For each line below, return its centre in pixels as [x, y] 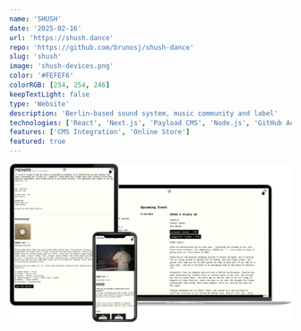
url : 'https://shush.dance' [62, 38]
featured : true [38, 142]
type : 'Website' [39, 104]
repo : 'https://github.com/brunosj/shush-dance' [102, 47]
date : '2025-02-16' [46, 28]
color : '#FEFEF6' [42, 76]
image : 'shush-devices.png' [62, 66]
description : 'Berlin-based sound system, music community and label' [144, 113]
